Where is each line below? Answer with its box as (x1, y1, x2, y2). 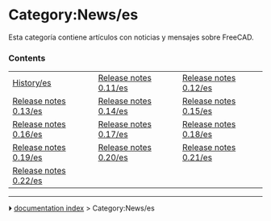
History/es (12, 77, 52, 89)
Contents (8, 52, 46, 64)
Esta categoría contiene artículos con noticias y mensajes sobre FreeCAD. (8, 32, 254, 42)
